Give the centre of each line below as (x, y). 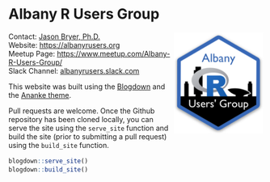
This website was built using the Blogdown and (87, 87)
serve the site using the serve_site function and (89, 128)
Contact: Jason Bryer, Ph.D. (55, 36)
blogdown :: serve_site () (49, 161)
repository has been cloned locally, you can (81, 119)
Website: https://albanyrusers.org (64, 44)
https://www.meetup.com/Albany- (113, 53)
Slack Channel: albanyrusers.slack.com (74, 70)
